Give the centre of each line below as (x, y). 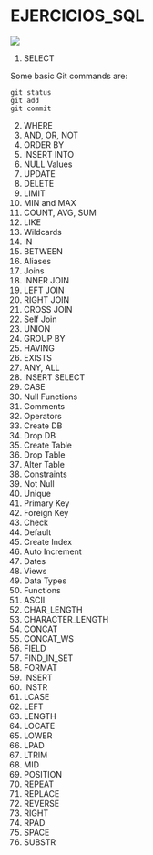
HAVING (39, 348)
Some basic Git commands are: (69, 76)
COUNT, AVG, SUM (60, 212)
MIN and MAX (50, 202)
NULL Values (48, 164)
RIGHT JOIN (46, 299)
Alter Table (44, 464)
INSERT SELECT (54, 377)
